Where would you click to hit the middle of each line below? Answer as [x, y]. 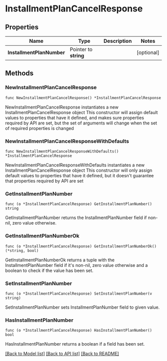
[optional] [148, 53]
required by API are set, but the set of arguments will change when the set [81, 123]
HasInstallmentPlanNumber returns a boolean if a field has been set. [75, 344]
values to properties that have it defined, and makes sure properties [75, 118]
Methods [19, 73]
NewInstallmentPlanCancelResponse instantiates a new [62, 107]
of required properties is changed [40, 128]
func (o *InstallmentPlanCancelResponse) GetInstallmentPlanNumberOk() [81, 246]
